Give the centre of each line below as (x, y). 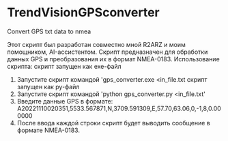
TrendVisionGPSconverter (84, 13)
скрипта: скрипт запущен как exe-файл (64, 66)
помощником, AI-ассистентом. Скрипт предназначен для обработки (108, 52)
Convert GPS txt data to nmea (49, 31)
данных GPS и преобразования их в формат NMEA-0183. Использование (113, 59)
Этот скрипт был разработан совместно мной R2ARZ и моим (97, 44)
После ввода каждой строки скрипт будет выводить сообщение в (113, 123)
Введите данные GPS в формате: (65, 101)
